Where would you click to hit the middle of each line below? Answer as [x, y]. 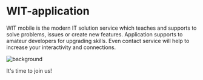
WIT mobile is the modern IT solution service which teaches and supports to [101, 28]
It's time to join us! [29, 70]
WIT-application [48, 11]
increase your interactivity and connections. [61, 47]
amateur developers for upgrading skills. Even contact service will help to [98, 41]
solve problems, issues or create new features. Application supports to [95, 34]
